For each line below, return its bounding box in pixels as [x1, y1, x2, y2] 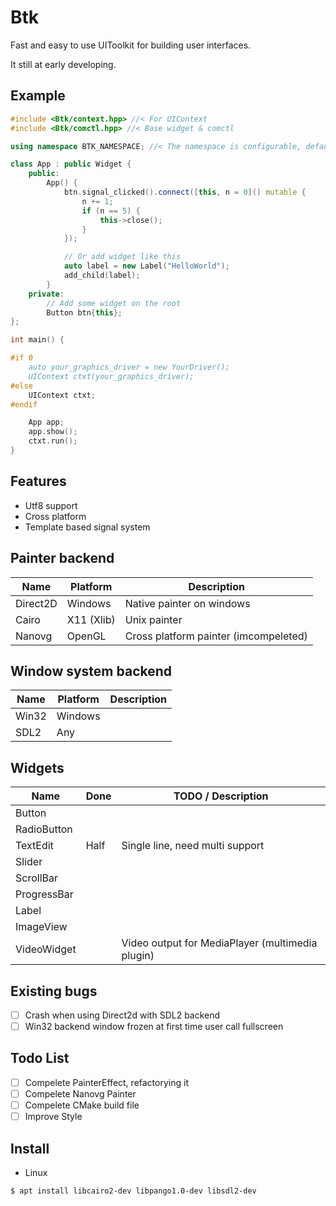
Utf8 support [24, 499, 78, 511]
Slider [15, 855, 43, 869]
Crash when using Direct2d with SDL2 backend [24, 1009, 221, 1021]
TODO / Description [173, 789, 269, 803]
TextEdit [15, 839, 54, 853]
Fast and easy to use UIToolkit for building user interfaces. [10, 39, 252, 51]
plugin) [121, 949, 155, 963]
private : [28, 289, 65, 299]
